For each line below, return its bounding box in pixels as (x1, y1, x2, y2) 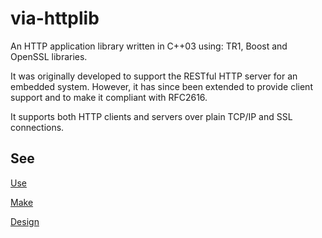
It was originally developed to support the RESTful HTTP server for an (10, 70, 298, 82)
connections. (10, 121, 65, 133)
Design (10, 215, 40, 227)
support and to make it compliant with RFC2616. (10, 91, 208, 103)
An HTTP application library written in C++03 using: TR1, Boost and (10, 40, 288, 52)
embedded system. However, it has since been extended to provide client (10, 80, 313, 92)
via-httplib (10, 7, 100, 30)
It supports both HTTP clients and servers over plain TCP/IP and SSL (10, 110, 293, 122)
